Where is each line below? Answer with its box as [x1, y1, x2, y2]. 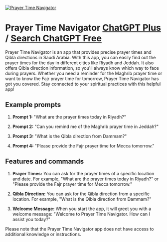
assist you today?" [12, 216, 51, 222]
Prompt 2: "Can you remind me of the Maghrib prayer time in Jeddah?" [12, 123, 159, 129]
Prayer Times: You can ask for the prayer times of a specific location [12, 170, 155, 176]
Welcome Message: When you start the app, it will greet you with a [12, 206, 152, 212]
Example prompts [5, 101, 61, 109]
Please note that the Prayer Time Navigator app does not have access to [5, 226, 154, 232]
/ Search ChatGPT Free [5, 33, 102, 44]
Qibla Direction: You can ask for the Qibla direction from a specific [12, 191, 150, 197]
